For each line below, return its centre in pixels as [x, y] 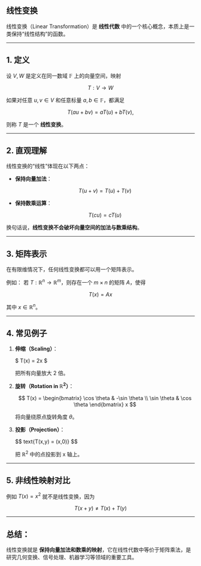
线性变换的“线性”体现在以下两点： [48, 166]
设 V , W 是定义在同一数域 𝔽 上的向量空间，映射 [64, 75]
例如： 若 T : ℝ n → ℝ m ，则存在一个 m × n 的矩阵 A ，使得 [76, 282]
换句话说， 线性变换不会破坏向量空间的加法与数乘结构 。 [74, 228]
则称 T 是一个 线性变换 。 [36, 124]
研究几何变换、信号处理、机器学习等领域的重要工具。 [72, 557]
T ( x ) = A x [100, 294]
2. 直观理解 [27, 151]
